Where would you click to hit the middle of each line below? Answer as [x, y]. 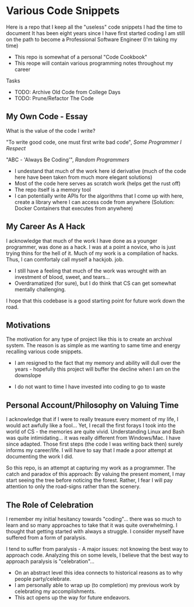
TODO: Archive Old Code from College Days [67, 92]
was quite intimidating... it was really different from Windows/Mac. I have [93, 438]
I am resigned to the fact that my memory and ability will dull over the [97, 363]
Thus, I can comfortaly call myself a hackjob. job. [65, 259]
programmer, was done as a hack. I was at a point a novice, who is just [91, 247]
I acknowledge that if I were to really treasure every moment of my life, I [92, 419]
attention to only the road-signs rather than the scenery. [73, 487]
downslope [28, 375]
